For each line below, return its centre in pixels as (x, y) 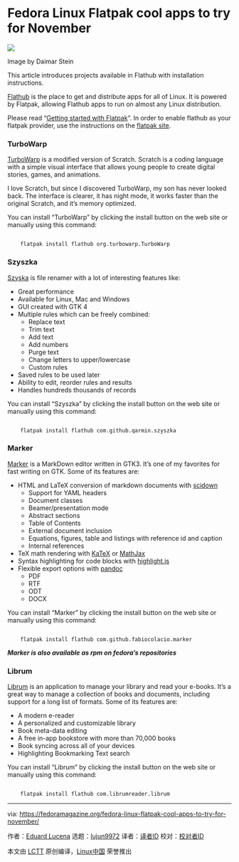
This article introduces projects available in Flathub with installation (106, 75)
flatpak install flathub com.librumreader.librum (95, 794)
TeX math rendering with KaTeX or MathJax (81, 553)
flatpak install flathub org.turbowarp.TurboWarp (95, 244)
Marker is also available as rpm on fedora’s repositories (92, 653)
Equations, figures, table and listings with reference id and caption (125, 538)
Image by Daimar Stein (41, 61)
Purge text (43, 352)
